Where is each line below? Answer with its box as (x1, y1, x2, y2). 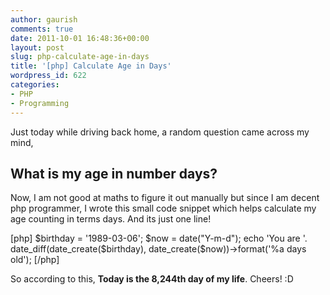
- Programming (10, 98, 70, 108)
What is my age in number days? (10, 165, 218, 182)
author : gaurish (10, 14, 78, 25)
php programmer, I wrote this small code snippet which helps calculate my (10, 202, 317, 215)
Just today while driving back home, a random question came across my (10, 126, 310, 138)
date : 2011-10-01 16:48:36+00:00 (10, 33, 150, 43)
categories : (10, 80, 60, 90)
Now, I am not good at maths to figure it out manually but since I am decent (10, 192, 320, 204)
